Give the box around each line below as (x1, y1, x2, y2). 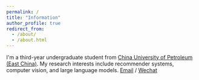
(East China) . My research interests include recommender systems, (6, 60, 174, 67)
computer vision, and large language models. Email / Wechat (6, 67, 157, 73)
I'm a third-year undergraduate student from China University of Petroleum (6, 54, 193, 61)
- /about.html (11, 37, 47, 43)
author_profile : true (6, 20, 61, 26)
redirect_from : (6, 25, 45, 32)
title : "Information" (6, 15, 61, 21)
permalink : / (6, 8, 39, 15)
